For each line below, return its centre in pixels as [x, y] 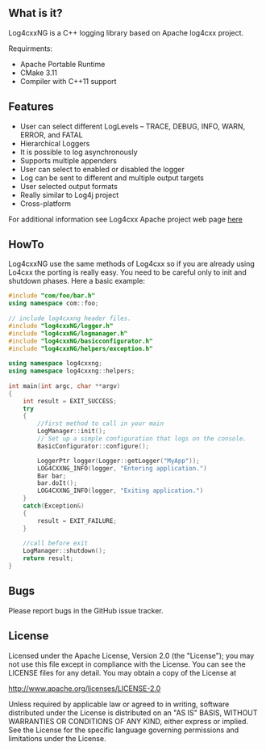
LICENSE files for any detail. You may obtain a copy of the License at [123, 672]
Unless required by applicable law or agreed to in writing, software [119, 704]
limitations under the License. [57, 738]
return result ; [48, 558]
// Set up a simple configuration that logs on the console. [142, 439]
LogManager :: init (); [72, 432]
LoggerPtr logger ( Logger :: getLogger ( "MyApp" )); [118, 461]
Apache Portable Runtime [62, 64]
